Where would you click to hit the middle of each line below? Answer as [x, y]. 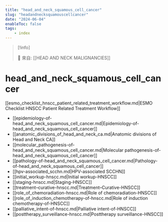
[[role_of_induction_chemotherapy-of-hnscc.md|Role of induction [80, 198]
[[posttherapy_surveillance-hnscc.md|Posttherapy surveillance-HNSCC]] [88, 214]
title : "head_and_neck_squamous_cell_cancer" [53, 10]
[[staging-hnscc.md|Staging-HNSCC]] [52, 182]
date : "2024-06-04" [26, 19]
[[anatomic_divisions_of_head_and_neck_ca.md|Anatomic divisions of [85, 134]
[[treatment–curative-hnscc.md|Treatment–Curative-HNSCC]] [76, 187]
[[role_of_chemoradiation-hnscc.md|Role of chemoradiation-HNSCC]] [85, 193]
